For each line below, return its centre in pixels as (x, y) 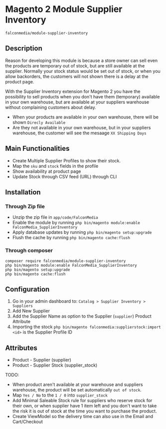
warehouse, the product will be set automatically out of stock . (77, 390)
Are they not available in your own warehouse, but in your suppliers (82, 127)
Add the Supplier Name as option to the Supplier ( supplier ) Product (82, 316)
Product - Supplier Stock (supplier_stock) (55, 365)
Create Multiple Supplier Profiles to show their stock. (67, 160)
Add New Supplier (31, 311)
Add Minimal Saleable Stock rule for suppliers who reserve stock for (82, 401)
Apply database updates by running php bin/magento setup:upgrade (82, 232)
